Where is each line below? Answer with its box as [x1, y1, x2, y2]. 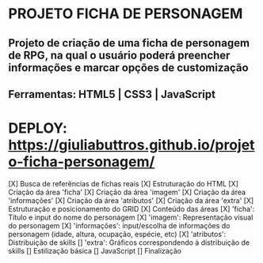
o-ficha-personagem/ [8, 153, 155, 171]
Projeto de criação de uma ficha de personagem [8, 36, 250, 50]
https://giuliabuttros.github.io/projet [8, 136, 255, 154]
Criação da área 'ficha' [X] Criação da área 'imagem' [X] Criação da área [8, 187, 246, 197]
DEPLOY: [8, 119, 67, 137]
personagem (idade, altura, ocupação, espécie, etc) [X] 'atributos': [8, 229, 227, 239]
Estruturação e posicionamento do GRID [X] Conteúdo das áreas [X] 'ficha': [8, 204, 255, 213]
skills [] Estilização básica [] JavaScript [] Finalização [8, 246, 182, 255]
